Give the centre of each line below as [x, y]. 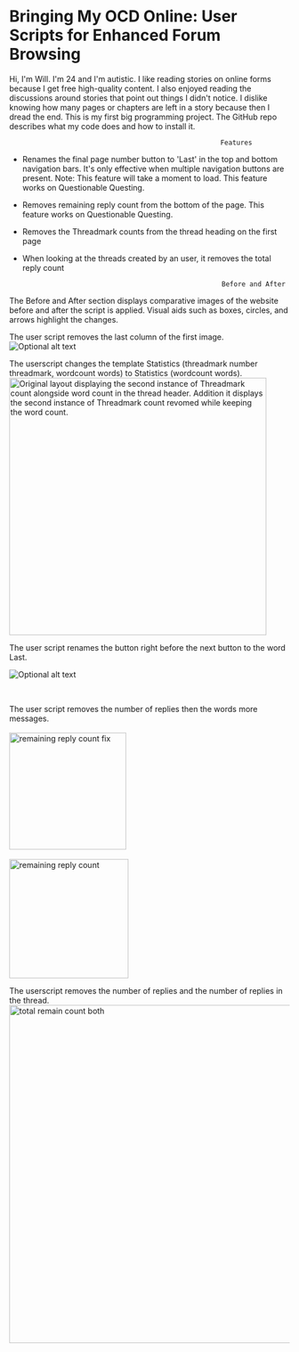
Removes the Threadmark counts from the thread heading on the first [149, 231]
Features [236, 143]
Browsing [45, 54]
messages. [29, 718]
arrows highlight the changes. [64, 319]
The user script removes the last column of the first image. [117, 337]
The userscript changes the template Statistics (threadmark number [133, 364]
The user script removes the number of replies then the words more [133, 709]
